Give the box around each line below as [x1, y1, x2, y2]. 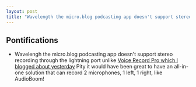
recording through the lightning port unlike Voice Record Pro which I [14, 57, 178, 64]
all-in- [174, 63, 188, 70]
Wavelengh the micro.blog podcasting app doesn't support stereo [14, 50, 173, 58]
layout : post [6, 8, 38, 14]
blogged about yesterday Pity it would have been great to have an [14, 63, 173, 70]
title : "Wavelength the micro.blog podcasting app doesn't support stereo [6, 14, 192, 20]
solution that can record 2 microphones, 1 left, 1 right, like [25, 69, 163, 76]
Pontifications [6, 35, 58, 45]
